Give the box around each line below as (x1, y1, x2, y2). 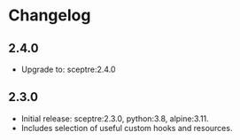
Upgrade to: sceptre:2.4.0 (20, 64, 116, 74)
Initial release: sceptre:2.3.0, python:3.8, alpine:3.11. (20, 113, 209, 124)
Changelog (8, 5, 91, 26)
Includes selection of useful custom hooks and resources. (20, 122, 233, 133)
